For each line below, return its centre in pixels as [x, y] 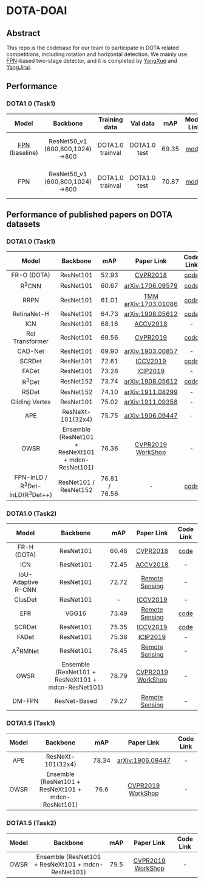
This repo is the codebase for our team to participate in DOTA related [93, 48]
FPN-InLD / [31, 477]
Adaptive [25, 582]
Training [110, 119]
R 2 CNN [31, 286]
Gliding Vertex [31, 402]
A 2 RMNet [25, 651]
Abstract [23, 33]
